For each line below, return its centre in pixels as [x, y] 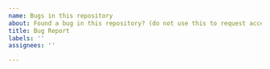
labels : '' [27, 38]
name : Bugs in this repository [61, 16]
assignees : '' [32, 46]
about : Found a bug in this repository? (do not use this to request [127, 23]
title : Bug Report [39, 30]
